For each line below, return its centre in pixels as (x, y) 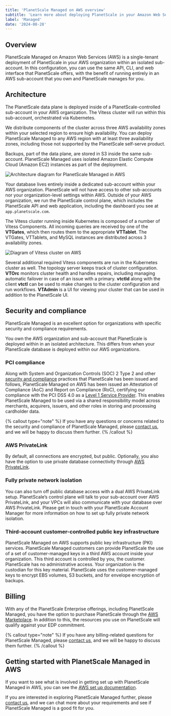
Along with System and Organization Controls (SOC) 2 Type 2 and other (81, 373)
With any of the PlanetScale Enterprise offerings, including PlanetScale (80, 609)
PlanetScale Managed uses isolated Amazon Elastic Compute (89, 159)
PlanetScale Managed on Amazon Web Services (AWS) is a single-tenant (82, 57)
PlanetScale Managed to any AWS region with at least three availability (79, 138)
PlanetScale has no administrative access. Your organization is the (75, 564)
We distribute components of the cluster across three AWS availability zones (85, 127)
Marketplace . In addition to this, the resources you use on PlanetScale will (83, 619)
